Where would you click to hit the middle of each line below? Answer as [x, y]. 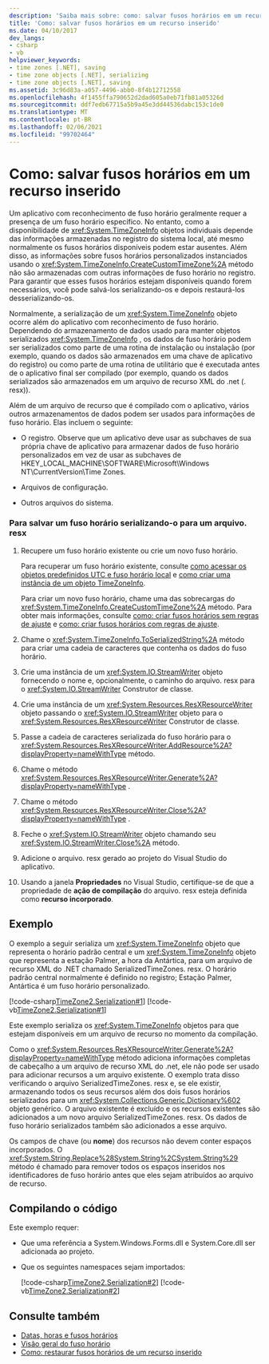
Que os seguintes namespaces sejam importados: [103, 1267]
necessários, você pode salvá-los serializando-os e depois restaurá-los [127, 289]
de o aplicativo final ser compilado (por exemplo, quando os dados [119, 373]
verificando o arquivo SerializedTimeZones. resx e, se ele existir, [115, 1083]
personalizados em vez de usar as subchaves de [101, 454]
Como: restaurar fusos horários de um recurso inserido [111, 1352]
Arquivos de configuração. [64, 487]
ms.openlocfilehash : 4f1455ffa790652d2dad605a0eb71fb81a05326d [117, 97]
